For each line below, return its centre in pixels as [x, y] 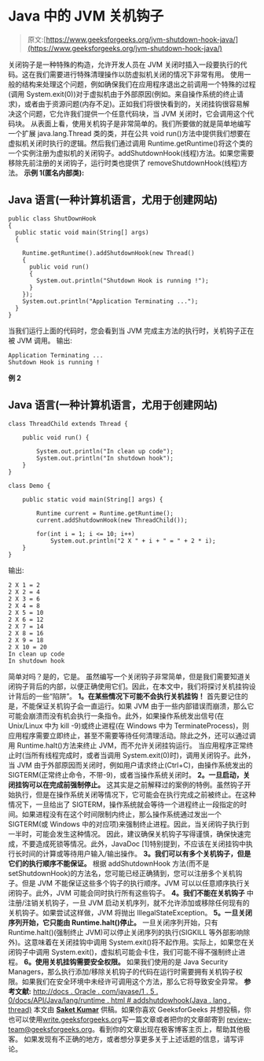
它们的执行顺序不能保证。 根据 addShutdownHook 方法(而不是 [109, 863]
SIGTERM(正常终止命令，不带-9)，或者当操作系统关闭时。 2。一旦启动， [126, 774]
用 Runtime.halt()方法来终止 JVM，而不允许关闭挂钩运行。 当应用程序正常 [127, 745]
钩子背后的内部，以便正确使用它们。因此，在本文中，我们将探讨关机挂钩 [132, 686]
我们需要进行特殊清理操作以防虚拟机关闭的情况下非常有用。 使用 [139, 74]
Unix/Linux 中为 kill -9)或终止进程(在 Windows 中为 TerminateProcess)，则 [129, 726]
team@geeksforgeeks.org [50, 1029]
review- [239, 1019]
